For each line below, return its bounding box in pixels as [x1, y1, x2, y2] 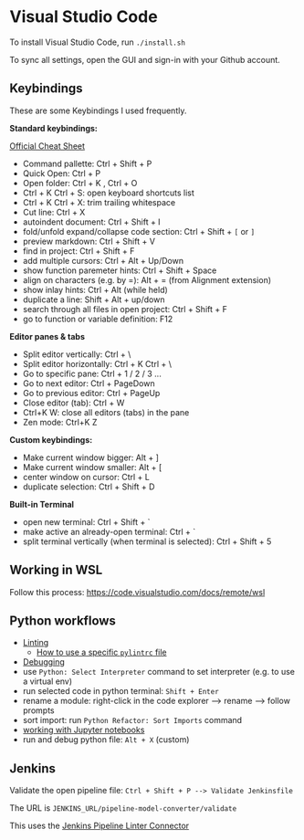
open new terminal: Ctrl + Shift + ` [22, 516, 151, 527]
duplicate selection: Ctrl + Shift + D [22, 481, 155, 492]
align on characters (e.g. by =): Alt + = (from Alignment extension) [22, 274, 272, 285]
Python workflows [9, 613, 117, 628]
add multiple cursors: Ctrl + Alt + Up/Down [22, 255, 184, 266]
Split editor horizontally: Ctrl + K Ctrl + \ [22, 358, 172, 369]
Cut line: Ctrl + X [22, 206, 86, 217]
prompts [22, 705, 55, 716]
